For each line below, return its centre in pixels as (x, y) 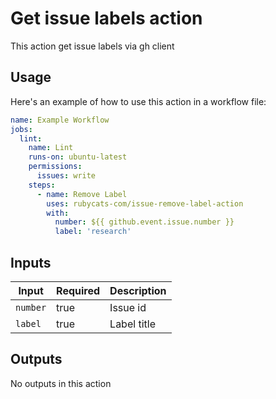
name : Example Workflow (60, 120)
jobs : (21, 129)
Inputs (31, 262)
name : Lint (51, 148)
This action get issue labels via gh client (92, 46)
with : (58, 213)
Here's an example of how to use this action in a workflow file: (138, 101)
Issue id (128, 307)
